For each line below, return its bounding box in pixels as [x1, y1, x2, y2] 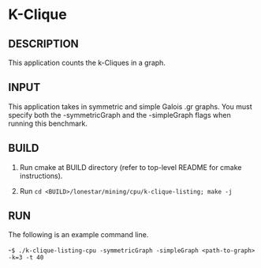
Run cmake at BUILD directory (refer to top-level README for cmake [19, 162, 242, 172]
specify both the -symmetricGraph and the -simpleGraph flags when [8, 110, 231, 119]
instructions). [19, 171, 63, 180]
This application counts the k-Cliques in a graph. [8, 58, 166, 67]
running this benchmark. [8, 119, 88, 128]
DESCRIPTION [8, 37, 79, 51]
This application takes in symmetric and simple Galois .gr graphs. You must [8, 101, 252, 111]
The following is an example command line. [8, 230, 149, 240]
